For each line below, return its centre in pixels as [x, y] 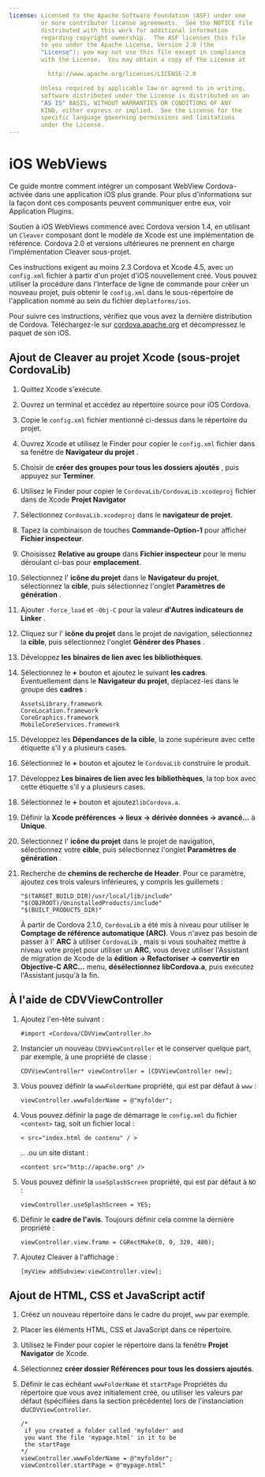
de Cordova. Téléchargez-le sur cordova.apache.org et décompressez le [127, 324]
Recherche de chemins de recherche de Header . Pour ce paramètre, [133, 873]
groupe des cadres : [54, 689]
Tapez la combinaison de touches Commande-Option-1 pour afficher [133, 530]
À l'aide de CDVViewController [86, 1000]
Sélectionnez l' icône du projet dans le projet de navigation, [118, 841]
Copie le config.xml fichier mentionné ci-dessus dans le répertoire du [134, 419]
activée [21, 194]
